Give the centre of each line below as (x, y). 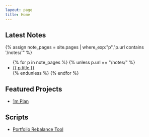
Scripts (17, 117)
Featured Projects (34, 89)
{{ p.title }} (23, 68)
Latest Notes (26, 35)
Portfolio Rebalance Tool (38, 129)
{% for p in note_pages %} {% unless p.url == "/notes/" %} (74, 62)
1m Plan (21, 101)
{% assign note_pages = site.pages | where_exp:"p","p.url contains (75, 47)
